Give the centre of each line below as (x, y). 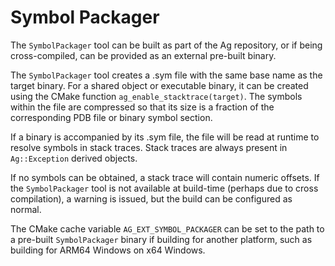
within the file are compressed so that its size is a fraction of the (142, 107)
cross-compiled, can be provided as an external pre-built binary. (143, 55)
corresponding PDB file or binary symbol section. (111, 117)
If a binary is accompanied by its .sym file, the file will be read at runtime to (165, 137)
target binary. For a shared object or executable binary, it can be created (159, 85)
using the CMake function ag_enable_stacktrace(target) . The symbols (156, 96)
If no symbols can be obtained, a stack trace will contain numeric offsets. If (165, 177)
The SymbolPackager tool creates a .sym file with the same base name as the (166, 75)
